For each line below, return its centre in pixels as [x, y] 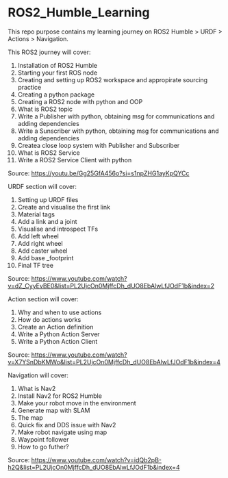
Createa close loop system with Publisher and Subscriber [99, 145]
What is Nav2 [37, 388]
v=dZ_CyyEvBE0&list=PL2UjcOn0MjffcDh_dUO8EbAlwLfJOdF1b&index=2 [111, 286]
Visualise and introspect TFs [58, 229]
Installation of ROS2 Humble [58, 65]
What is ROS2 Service [49, 153]
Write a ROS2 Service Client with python [75, 160]
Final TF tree [36, 265]
